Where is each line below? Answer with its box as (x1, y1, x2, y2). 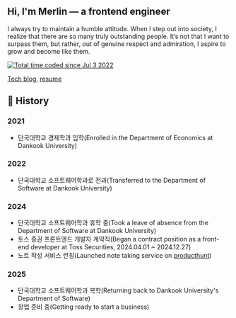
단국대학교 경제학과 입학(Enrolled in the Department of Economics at (17, 133, 213, 142)
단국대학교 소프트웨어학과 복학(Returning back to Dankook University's (17, 286, 219, 295)
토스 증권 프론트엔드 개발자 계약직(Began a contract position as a (17, 235, 201, 244)
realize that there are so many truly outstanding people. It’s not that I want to (7, 32, 230, 40)
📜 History (7, 95, 49, 107)
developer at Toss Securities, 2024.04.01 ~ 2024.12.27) (30, 243, 191, 251)
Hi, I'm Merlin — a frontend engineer (7, 6, 171, 18)
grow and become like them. (7, 47, 90, 55)
